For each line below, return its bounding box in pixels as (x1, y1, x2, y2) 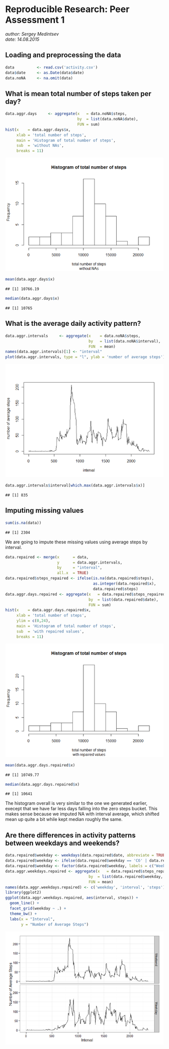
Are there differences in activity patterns (5, 831, 136, 840)
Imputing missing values (5, 506, 84, 515)
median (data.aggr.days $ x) (5, 296, 59, 301)
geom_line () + (10, 900, 39, 906)
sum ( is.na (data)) (5, 520, 42, 525)
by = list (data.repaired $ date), (88, 597, 158, 602)
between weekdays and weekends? (5, 838, 120, 847)
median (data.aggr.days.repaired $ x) (5, 782, 80, 787)
